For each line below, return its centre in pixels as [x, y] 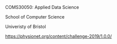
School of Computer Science [35, 17]
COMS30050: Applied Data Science [42, 7]
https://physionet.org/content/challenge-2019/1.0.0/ [58, 36]
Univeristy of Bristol [25, 26]
